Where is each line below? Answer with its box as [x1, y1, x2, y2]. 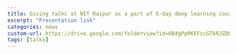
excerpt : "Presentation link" [7, 17, 97, 24]
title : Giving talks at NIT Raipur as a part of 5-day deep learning [7, 10, 217, 18]
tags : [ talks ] [7, 36, 49, 43]
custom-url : [7, 29, 42, 37]
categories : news [7, 23, 59, 30]
